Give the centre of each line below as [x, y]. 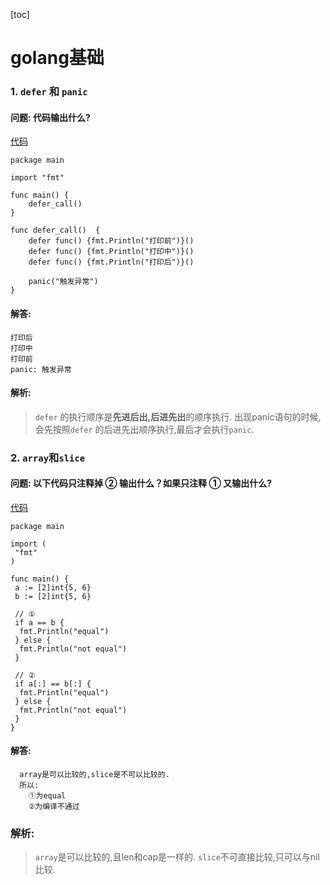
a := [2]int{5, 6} [53, 587]
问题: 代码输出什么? [50, 117]
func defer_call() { [55, 230]
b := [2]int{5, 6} [53, 596]
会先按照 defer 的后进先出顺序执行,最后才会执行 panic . [144, 429]
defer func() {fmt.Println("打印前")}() [111, 241]
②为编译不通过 [54, 807]
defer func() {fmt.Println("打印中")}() [111, 252]
